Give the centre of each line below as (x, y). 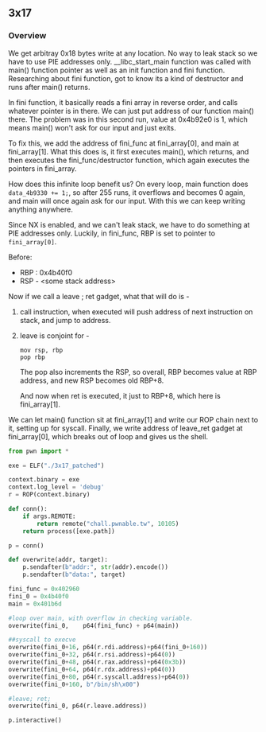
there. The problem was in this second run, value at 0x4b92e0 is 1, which (128, 119)
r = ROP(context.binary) (49, 495)
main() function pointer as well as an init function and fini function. (117, 70)
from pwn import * (39, 451)
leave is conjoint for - (54, 335)
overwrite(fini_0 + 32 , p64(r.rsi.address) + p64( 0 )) (92, 655)
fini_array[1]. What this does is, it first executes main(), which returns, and (129, 151)
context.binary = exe (44, 480)
